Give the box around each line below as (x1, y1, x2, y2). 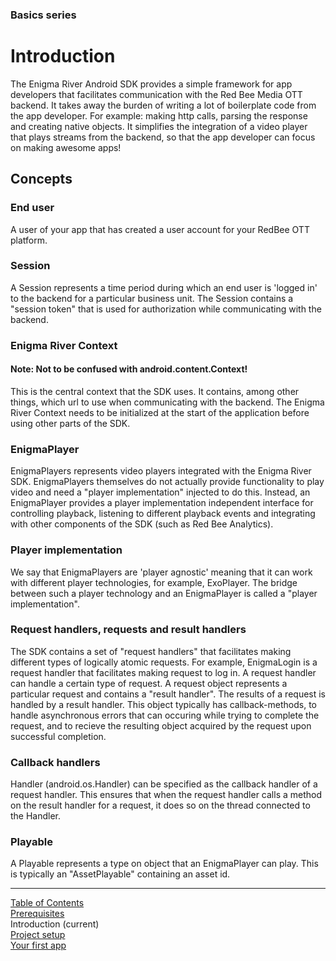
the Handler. (10, 810, 62, 822)
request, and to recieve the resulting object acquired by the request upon (10, 719, 312, 732)
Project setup (10, 929, 66, 941)
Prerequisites (10, 908, 65, 920)
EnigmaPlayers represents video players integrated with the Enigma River (10, 465, 312, 477)
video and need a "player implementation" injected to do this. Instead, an (10, 486, 311, 498)
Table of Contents (10, 897, 85, 909)
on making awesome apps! (10, 141, 122, 153)
